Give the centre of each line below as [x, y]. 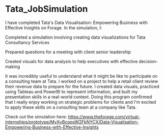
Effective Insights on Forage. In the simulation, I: [54, 27]
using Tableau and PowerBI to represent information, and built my [71, 91]
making [13, 67]
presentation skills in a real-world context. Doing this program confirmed [79, 97]
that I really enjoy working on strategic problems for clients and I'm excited [81, 102]
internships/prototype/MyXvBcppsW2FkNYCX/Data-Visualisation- [72, 122]
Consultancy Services [27, 42]
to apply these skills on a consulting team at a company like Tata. [71, 107]
